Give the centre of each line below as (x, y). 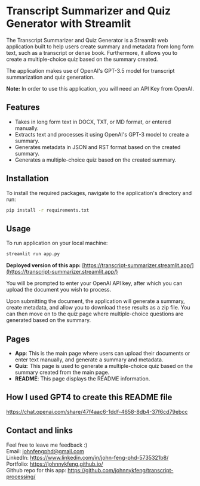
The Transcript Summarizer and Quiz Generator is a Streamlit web (87, 40)
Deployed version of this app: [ (45, 265)
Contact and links (40, 431)
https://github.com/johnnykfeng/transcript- (121, 470)
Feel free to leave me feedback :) (47, 445)
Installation (27, 179)
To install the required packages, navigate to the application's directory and (99, 193)
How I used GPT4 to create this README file (89, 397)
